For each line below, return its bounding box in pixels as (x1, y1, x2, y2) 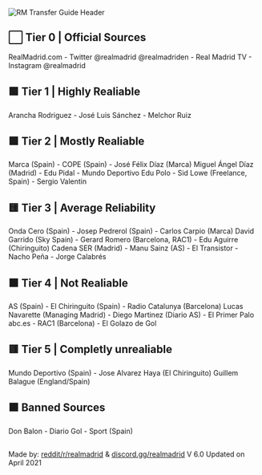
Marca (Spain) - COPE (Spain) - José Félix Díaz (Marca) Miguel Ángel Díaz (8, 160, 254, 169)
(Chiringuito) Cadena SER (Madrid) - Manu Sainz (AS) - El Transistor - (8, 243, 239, 253)
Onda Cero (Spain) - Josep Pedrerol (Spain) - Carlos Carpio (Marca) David (8, 226, 255, 236)
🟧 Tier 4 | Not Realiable (8, 276, 128, 290)
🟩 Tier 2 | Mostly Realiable (8, 135, 145, 148)
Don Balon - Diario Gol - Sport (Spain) (8, 426, 134, 436)
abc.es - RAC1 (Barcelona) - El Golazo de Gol (8, 319, 157, 328)
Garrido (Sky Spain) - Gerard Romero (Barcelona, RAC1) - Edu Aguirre (8, 235, 239, 245)
